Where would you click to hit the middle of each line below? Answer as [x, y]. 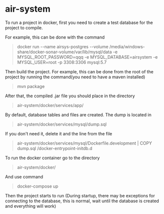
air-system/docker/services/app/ [50, 105]
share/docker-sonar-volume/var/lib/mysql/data [64, 52]
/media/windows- [127, 46]
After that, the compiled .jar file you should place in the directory [70, 96]
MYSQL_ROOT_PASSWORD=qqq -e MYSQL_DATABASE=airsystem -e [87, 57]
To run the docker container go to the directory [52, 158]
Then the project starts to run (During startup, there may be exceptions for [80, 195]
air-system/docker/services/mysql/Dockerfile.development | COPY [84, 143]
